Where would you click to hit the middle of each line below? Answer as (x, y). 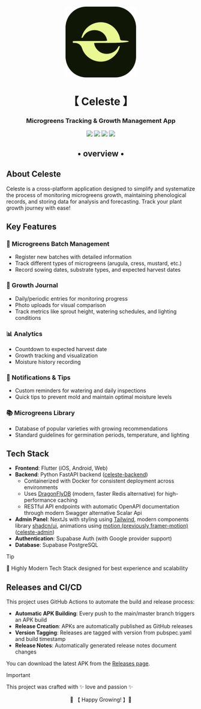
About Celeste (34, 174)
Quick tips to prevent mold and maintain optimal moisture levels (93, 397)
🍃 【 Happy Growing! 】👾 (101, 700)
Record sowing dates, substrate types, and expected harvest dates (98, 270)
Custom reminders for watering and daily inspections (80, 391)
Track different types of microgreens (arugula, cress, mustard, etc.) (98, 263)
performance (40, 500)
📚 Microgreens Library (40, 413)
